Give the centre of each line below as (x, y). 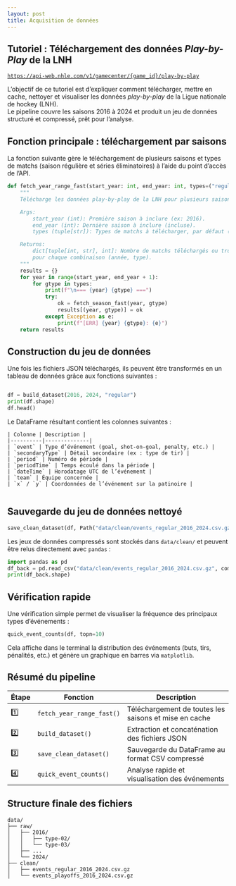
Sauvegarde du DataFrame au (176, 749)
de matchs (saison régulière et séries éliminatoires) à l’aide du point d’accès (117, 166)
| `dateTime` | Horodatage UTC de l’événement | (80, 472)
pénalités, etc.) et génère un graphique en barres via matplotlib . (101, 655)
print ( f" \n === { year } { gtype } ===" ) (98, 290)
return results (42, 330)
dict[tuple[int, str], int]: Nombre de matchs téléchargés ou (125, 251)
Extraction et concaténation (172, 729)
